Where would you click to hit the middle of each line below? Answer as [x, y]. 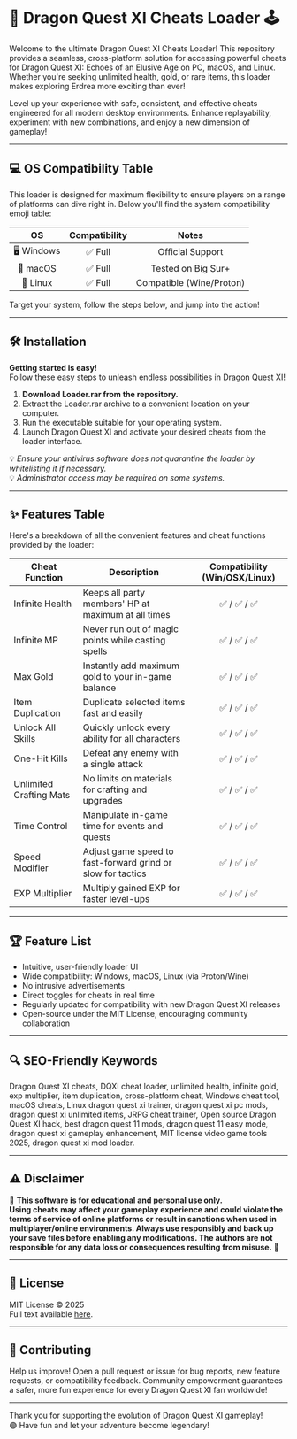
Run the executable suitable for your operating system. [122, 422]
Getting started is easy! [53, 367]
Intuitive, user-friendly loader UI [80, 967]
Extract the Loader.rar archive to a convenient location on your [136, 404]
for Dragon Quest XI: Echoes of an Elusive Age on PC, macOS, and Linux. [142, 67]
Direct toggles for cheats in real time [88, 995]
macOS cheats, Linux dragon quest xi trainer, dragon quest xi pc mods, [139, 1105]
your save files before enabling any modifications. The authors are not [141, 1237]
